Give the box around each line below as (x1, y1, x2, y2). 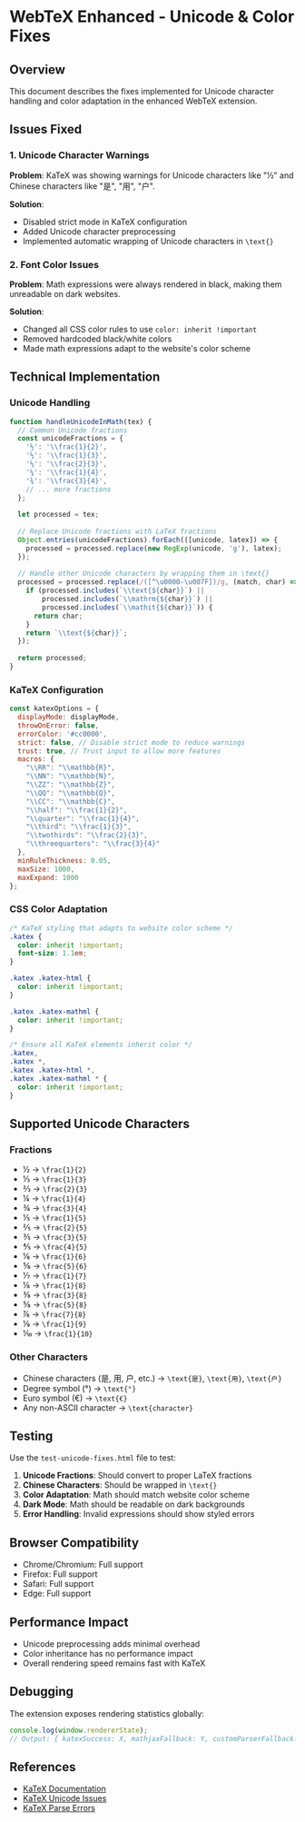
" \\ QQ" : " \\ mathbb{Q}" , (25, 788, 116, 797)
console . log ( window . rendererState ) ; (9, 1726, 148, 1735)
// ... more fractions (25, 484, 112, 494)
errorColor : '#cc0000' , (17, 729, 107, 738)
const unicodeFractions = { (17, 434, 124, 443)
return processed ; (17, 654, 88, 663)
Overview (9, 62, 66, 77)
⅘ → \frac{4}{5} (22, 1242, 88, 1253)
